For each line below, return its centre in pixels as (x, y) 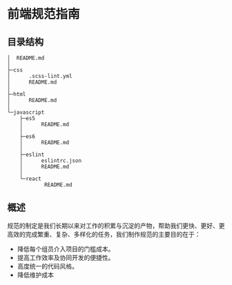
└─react (30, 179)
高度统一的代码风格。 (47, 266)
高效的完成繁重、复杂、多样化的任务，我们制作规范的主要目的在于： (104, 234)
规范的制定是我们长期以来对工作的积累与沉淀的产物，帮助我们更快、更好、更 (116, 226)
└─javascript (26, 112)
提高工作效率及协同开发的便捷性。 (66, 257)
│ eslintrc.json (50, 161)
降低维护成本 (35, 275)
